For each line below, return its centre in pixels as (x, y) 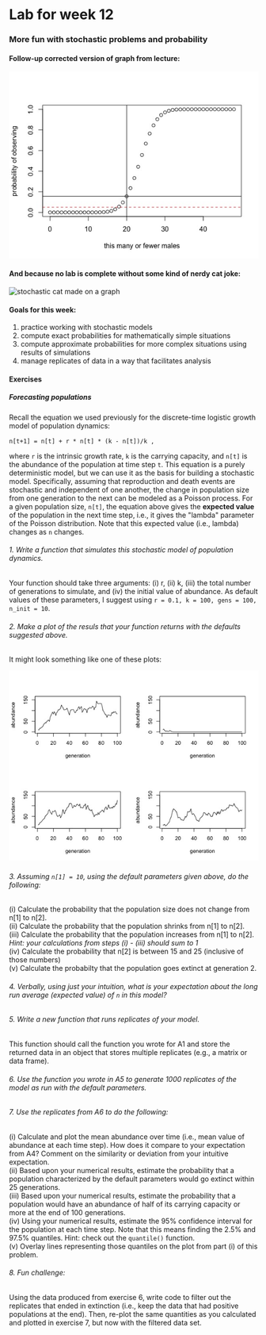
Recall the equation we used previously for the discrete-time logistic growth (133, 417)
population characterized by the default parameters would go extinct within (132, 1179)
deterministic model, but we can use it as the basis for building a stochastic (132, 473)
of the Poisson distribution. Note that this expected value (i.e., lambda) (124, 523)
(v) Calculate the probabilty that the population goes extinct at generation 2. (133, 969)
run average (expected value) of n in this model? (88, 995)
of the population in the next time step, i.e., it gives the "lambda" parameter (132, 515)
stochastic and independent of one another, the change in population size (129, 489)
